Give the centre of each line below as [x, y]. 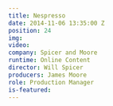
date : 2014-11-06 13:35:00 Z [56, 23]
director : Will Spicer [46, 68]
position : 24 [30, 30]
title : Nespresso [37, 16]
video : [19, 45]
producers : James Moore [48, 75]
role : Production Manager [51, 82]
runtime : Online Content [49, 61]
